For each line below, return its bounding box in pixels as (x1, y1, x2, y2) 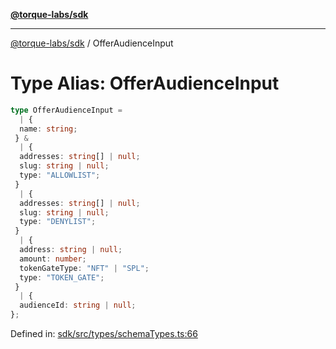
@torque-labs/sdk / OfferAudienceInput (10, 37, 174, 49)
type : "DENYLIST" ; (19, 217, 97, 227)
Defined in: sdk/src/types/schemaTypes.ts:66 (10, 328, 198, 340)
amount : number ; (19, 254, 87, 264)
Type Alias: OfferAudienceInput (10, 72, 280, 95)
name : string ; (19, 124, 78, 134)
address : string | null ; (19, 245, 123, 255)
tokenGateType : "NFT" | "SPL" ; (19, 263, 150, 273)
